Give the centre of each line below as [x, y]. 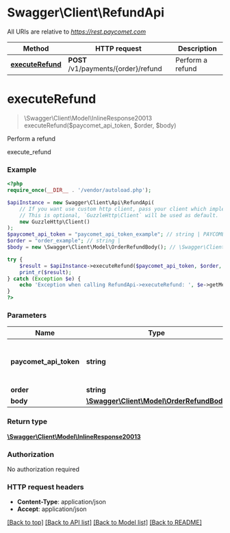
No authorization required [43, 469]
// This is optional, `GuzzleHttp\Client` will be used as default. [119, 215]
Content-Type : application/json [61, 502]
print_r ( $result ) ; [46, 272]
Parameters [27, 315]
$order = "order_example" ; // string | [64, 241]
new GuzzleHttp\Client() [55, 222]
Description [197, 48]
